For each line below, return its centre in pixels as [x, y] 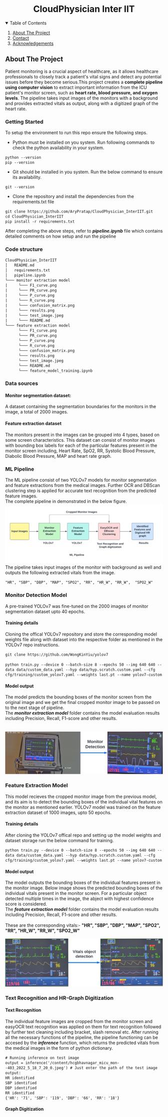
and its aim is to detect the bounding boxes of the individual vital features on [84, 801]
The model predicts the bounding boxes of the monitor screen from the [78, 697]
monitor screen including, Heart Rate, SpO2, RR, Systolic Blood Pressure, [80, 451]
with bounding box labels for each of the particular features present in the [81, 445]
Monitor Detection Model [36, 595]
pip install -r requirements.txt [40, 222]
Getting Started [24, 122]
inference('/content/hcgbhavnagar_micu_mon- [72, 1063]
